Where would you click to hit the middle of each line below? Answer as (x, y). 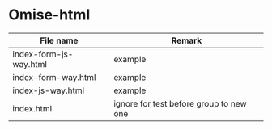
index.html (32, 108)
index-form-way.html (54, 77)
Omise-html (49, 15)
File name (59, 40)
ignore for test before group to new (180, 103)
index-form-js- (43, 54)
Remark (187, 40)
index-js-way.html (49, 90)
